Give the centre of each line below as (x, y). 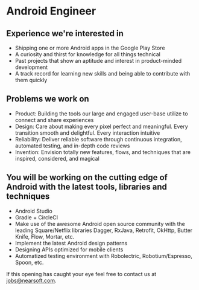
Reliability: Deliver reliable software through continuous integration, (98, 139)
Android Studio (33, 211)
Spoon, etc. (29, 262)
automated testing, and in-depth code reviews (72, 146)
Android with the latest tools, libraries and (87, 187)
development (31, 67)
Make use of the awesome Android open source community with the (100, 224)
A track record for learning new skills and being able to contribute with (103, 73)
